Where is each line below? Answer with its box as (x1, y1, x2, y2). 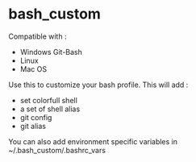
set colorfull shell (19, 95, 78, 105)
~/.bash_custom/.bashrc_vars (8, 145, 106, 155)
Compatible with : (8, 31, 67, 41)
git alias (19, 121, 47, 131)
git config (19, 112, 52, 122)
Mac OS (19, 64, 47, 73)
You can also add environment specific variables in (8, 136, 178, 146)
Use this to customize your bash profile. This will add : (8, 80, 189, 89)
